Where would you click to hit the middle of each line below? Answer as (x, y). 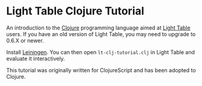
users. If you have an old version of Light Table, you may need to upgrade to (101, 34)
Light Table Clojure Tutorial (75, 11)
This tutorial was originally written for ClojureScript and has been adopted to (101, 70)
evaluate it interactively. (36, 58)
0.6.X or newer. (25, 40)
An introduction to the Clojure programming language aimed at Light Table (99, 28)
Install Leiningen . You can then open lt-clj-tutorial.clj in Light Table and (100, 52)
